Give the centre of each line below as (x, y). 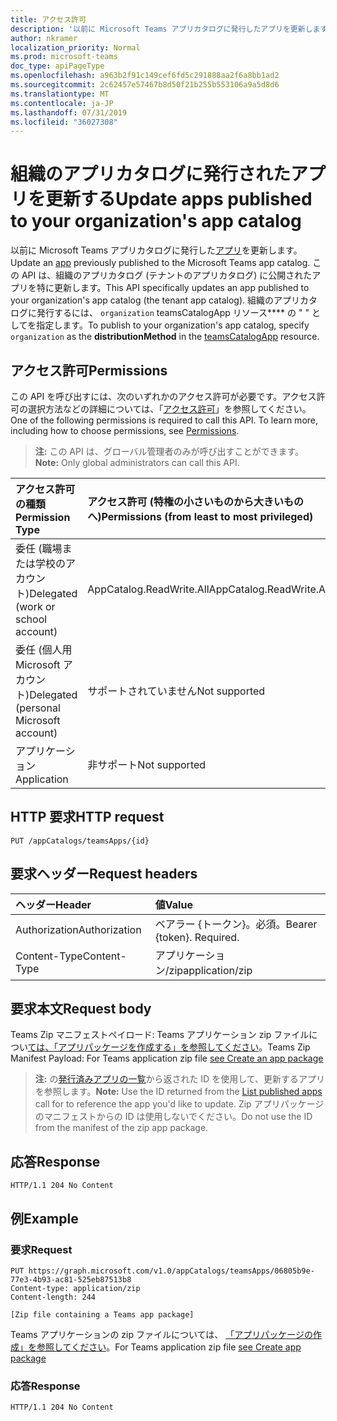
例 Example (44, 1218)
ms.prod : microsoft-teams (64, 57)
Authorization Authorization (78, 929)
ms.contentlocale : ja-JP (62, 103)
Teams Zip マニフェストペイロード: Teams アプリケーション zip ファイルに (164, 1035)
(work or (35, 606)
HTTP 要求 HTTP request (87, 817)
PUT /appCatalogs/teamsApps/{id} (80, 841)
